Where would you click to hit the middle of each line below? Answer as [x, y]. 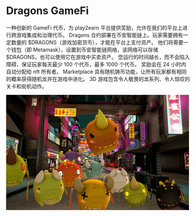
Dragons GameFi [47, 11]
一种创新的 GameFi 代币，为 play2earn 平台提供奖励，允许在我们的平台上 [94, 28]
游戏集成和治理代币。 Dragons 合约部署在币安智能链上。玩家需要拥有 [99, 35]
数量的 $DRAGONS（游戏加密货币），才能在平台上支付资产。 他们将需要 [97, 42]
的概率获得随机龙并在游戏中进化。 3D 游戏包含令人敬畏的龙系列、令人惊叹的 [98, 79]
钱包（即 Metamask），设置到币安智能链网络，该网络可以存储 [85, 49]
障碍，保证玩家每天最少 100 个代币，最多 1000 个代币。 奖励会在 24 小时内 [96, 64]
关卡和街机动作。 [27, 86]
